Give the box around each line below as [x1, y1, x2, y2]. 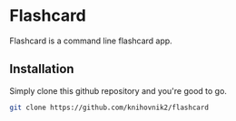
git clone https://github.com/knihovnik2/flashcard [9, 103, 209, 112]
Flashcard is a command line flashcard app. [9, 35, 172, 46]
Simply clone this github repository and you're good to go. [9, 85, 227, 96]
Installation [9, 61, 74, 77]
